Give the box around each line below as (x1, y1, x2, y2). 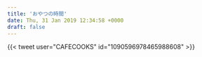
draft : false (7, 23, 46, 30)
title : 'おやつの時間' (7, 10, 67, 18)
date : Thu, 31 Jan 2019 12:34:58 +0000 (7, 17, 124, 24)
